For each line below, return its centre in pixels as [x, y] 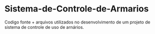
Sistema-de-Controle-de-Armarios [77, 9]
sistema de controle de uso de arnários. [44, 27]
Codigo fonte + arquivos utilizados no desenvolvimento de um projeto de [77, 22]
